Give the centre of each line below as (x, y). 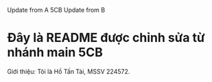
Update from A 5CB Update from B (56, 10)
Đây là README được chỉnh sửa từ (106, 38)
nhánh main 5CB (55, 53)
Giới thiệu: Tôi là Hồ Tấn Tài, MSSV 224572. (69, 71)
